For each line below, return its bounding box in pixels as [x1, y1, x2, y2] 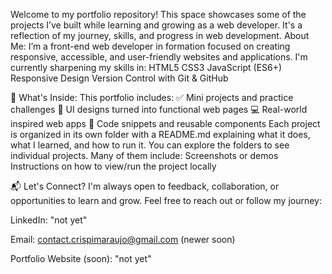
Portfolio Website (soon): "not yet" [10, 253, 152, 264]
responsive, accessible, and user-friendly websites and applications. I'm [10, 51, 308, 63]
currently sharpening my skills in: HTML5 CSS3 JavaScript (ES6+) [10, 62, 283, 73]
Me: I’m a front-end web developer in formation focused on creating [10, 40, 291, 52]
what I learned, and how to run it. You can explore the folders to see [10, 139, 290, 151]
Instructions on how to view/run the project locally [10, 160, 217, 172]
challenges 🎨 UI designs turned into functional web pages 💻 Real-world [10, 104, 308, 115]
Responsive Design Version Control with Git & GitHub [10, 72, 229, 84]
